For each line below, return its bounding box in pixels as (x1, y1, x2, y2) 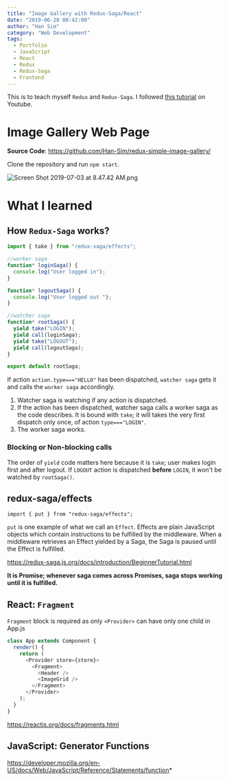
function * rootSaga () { (7, 319, 75, 326)
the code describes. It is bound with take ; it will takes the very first (16, 410, 206, 419)
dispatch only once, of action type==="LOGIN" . (16, 418, 146, 426)
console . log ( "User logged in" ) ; (13, 268, 106, 275)
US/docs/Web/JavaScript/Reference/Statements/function (7, 766, 169, 774)
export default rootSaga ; (7, 363, 81, 370)
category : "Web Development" (7, 29, 91, 36)
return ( (19, 650, 45, 657)
